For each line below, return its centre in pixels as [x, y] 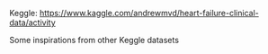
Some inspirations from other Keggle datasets [94, 40]
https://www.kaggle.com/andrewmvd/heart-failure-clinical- [149, 13]
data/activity [32, 22]
